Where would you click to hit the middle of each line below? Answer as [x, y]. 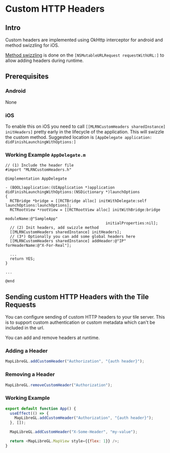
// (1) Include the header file [39, 165]
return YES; [23, 259]
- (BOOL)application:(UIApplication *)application [60, 188]
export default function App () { [41, 408]
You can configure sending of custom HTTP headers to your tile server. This [85, 317]
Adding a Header [27, 351]
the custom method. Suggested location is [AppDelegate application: [79, 137]
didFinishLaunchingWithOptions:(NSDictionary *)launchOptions [73, 192]
